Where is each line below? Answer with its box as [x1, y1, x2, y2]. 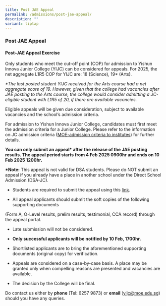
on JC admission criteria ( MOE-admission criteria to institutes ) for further [5, 132, 155, 138]
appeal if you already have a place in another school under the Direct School [5, 172, 162, 178]
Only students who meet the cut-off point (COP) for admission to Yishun [5, 61, 153, 67]
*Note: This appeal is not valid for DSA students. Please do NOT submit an [5, 167, 159, 173]
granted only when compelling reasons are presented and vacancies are [12, 266, 161, 272]
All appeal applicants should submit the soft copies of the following [12, 196, 150, 202]
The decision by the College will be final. [12, 281, 96, 287]
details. [5, 137, 20, 143]
